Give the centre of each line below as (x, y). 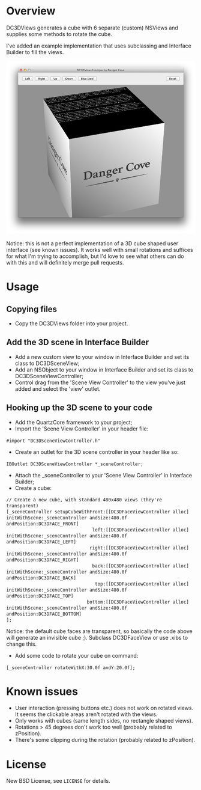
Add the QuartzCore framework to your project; (73, 422)
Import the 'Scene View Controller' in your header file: (82, 429)
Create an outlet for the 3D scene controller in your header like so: (97, 452)
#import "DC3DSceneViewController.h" (53, 441)
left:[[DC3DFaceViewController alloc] (140, 530)
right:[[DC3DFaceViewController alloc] (139, 548)
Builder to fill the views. (35, 52)
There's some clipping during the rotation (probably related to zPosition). (105, 740)
